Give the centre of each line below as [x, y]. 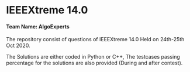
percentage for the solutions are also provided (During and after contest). [94, 63]
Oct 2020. [18, 46]
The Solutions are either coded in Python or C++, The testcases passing [93, 57]
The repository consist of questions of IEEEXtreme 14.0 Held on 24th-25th [95, 39]
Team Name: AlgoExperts [38, 26]
